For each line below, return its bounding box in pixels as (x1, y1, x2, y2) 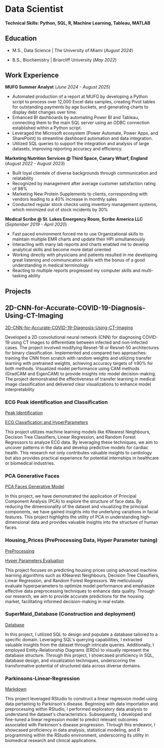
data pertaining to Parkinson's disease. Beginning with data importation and (5, 701, 158, 707)
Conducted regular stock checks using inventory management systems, (12, 202, 158, 208)
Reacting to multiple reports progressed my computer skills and (12, 268, 141, 273)
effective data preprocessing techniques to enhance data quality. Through (5, 588, 155, 594)
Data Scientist (5, 3, 64, 15)
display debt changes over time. (12, 109, 77, 115)
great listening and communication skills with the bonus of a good (12, 257, 145, 263)
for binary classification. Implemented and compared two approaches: (5, 350, 147, 356)
